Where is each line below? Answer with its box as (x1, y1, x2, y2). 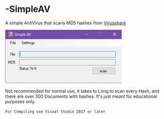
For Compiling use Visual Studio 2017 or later (5, 109, 106, 114)
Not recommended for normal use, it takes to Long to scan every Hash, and (5, 88, 160, 94)
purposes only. (5, 98, 36, 105)
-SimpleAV (5, 3, 51, 15)
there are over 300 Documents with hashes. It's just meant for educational (5, 93, 158, 99)
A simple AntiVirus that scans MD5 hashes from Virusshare (5, 20, 126, 26)
